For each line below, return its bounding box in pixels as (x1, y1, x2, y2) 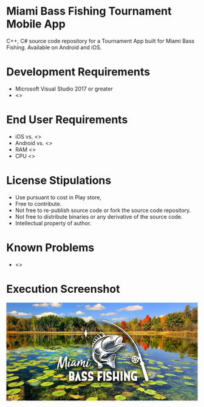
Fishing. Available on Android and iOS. (6, 44, 102, 51)
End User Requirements (6, 113, 128, 127)
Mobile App (6, 17, 66, 31)
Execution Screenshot (6, 282, 120, 296)
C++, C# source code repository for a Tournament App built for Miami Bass (6, 37, 195, 44)
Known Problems (6, 241, 95, 255)
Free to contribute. (15, 200, 62, 207)
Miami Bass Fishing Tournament (6, 4, 172, 18)
